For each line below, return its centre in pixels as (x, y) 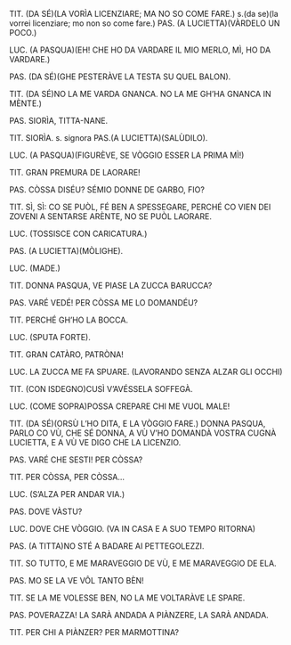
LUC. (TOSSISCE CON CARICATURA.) (78, 233)
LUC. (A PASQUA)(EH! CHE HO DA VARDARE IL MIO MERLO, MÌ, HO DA (140, 50)
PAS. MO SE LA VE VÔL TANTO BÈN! (77, 580)
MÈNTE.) (26, 103)
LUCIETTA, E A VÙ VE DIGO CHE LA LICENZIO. (95, 442)
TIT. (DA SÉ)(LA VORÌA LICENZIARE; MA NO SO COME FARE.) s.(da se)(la (144, 14)
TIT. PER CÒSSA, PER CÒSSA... (67, 477)
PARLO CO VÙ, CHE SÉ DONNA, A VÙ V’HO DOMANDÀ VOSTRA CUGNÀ (143, 433)
